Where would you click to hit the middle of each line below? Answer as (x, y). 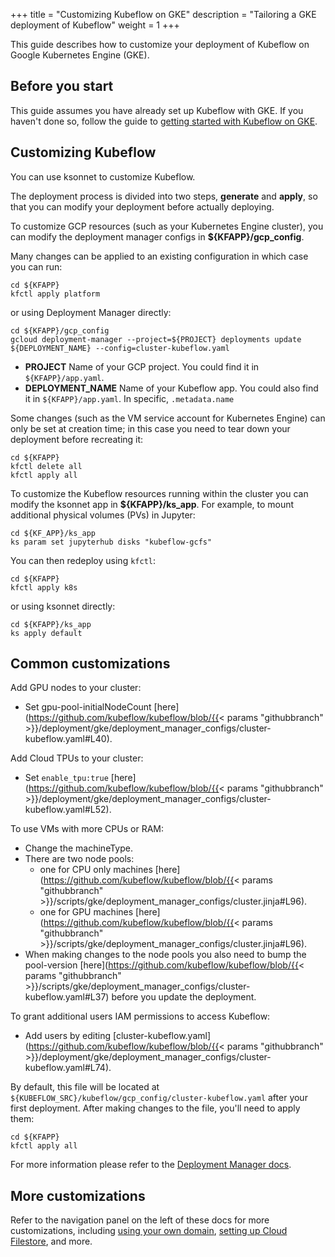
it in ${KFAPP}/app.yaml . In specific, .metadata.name (129, 398)
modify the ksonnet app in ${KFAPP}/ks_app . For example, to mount (152, 504)
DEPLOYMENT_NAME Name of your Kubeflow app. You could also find (171, 388)
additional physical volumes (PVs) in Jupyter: (103, 515)
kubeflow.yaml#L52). (68, 810)
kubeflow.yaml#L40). (68, 739)
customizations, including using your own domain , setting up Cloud (149, 1231)
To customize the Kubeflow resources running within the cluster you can (159, 493)
